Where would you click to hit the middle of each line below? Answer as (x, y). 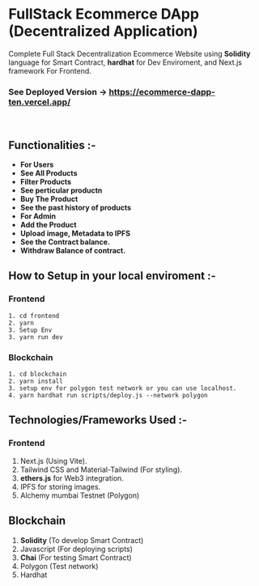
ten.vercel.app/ (40, 102)
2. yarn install (36, 381)
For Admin (38, 216)
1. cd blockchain (38, 374)
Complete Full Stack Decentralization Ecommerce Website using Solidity (129, 53)
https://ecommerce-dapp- (162, 91)
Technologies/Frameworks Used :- (98, 420)
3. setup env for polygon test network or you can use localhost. (123, 389)
